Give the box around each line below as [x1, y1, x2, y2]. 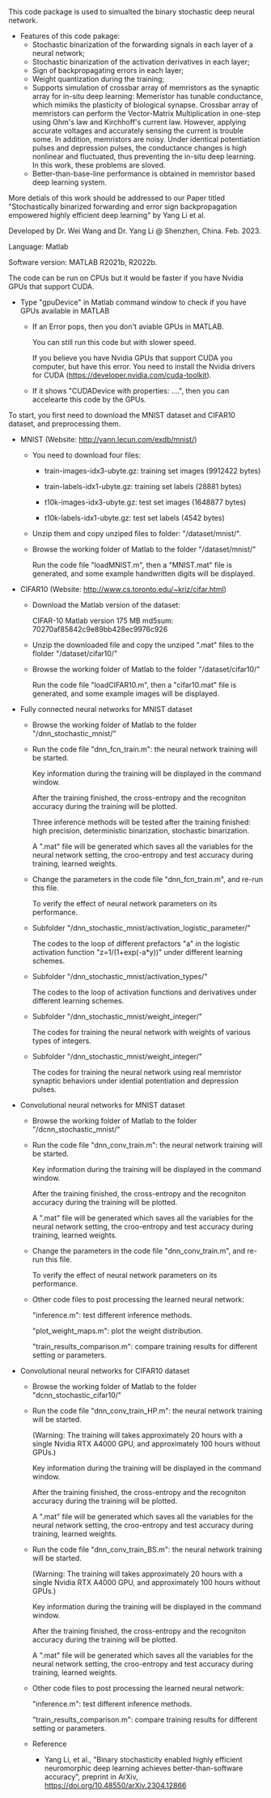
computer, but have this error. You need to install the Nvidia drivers [32, 362, 256, 371]
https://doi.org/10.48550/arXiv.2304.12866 [44, 1781, 187, 1790]
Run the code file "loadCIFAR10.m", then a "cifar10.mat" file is [32, 680, 237, 689]
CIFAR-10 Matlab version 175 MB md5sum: [32, 616, 174, 625]
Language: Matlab [8, 242, 69, 251]
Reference [32, 1739, 67, 1749]
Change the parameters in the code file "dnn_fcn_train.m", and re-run [32, 875, 264, 884]
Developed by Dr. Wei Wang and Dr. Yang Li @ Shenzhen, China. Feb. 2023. [8, 226, 261, 236]
